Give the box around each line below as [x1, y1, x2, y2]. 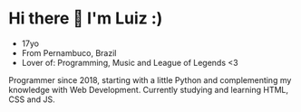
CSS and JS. [8, 94, 55, 105]
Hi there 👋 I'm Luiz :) [8, 8, 163, 29]
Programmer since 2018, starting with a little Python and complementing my [8, 74, 292, 85]
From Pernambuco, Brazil [21, 47, 117, 58]
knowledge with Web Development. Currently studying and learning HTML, [8, 84, 289, 95]
